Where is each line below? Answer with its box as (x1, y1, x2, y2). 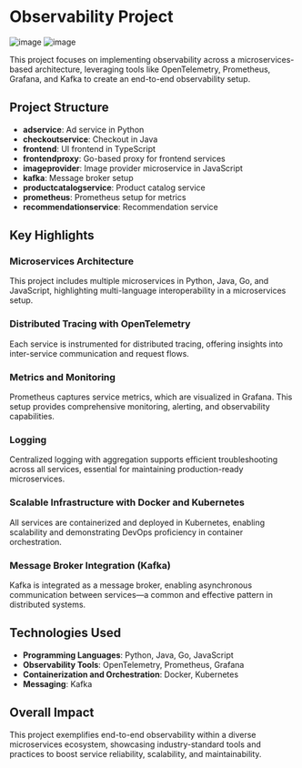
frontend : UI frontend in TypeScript (22, 143, 156, 154)
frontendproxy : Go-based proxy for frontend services (22, 153, 226, 164)
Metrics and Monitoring (9, 370, 116, 383)
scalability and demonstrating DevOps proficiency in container (9, 526, 244, 538)
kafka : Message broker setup (22, 172, 134, 183)
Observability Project (9, 6, 174, 27)
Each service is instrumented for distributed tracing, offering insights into (9, 339, 284, 349)
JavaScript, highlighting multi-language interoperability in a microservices (9, 285, 287, 297)
